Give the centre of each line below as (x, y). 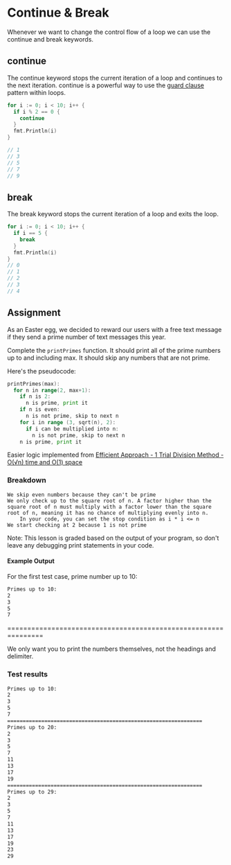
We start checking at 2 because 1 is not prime (77, 525)
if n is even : (40, 410)
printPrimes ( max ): (34, 384)
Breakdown (27, 480)
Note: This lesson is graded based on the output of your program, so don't (113, 538)
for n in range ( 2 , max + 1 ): (52, 390)
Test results (28, 674)
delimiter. (20, 656)
